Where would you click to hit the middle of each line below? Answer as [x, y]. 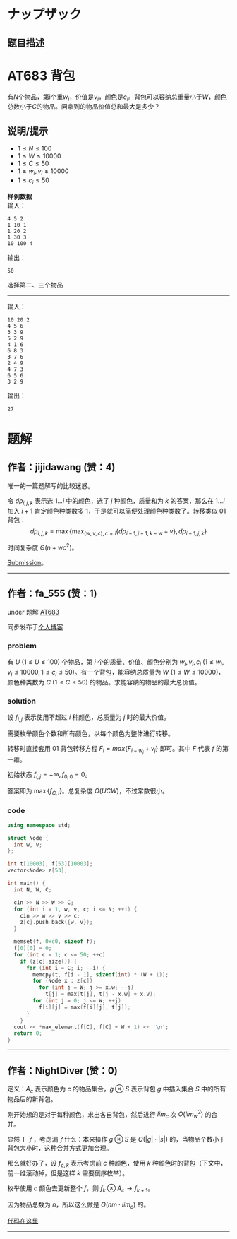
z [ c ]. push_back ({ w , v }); [56, 923]
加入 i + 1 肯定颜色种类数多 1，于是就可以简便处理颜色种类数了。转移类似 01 [117, 511]
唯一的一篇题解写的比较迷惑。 [50, 485]
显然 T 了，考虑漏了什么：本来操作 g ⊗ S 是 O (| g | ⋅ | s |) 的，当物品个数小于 [116, 1139]
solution [22, 701]
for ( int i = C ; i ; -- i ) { [66, 968]
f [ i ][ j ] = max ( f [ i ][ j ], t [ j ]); [85, 1007]
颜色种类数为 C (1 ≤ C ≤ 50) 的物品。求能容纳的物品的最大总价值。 [104, 682]
